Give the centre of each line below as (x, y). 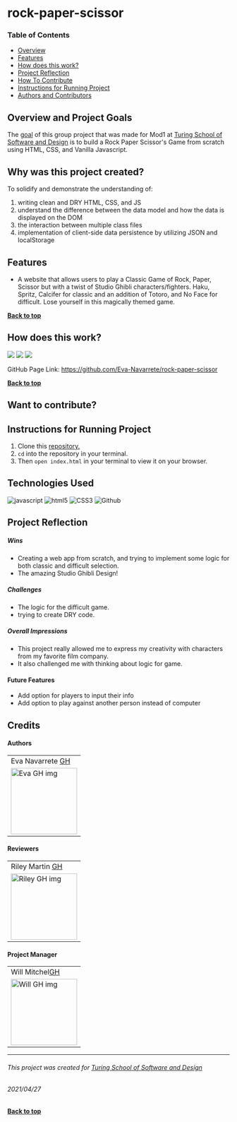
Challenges (25, 589)
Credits (24, 725)
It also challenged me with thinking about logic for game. (100, 664)
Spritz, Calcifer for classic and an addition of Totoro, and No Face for (117, 294)
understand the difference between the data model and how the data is (121, 210)
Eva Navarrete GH (41, 760)
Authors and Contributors (54, 95)
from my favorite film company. (63, 656)
